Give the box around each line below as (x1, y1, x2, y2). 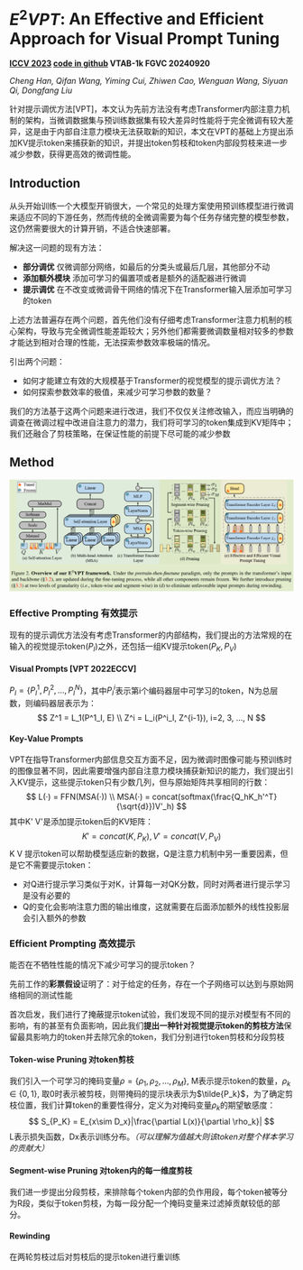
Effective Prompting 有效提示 (9, 607, 138, 620)
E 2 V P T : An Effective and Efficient (9, 5, 264, 30)
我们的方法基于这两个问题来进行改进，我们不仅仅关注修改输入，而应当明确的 (9, 406, 294, 417)
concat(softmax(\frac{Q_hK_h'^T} (151, 791, 278, 803)
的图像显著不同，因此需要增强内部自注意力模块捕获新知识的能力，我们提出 (9, 766, 286, 777)
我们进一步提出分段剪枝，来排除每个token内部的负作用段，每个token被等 (9, 1187, 280, 1198)
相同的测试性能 (16, 989, 73, 1001)
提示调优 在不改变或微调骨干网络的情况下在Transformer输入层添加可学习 (22, 284, 293, 295)
